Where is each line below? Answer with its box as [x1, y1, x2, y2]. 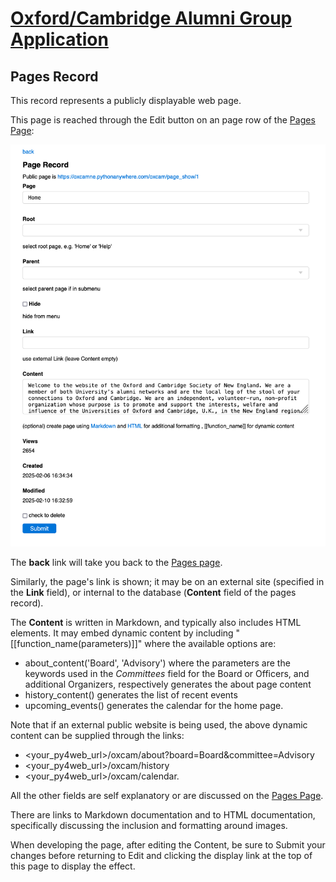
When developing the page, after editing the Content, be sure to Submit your [10, 838, 326, 851]
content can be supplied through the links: [10, 729, 185, 741]
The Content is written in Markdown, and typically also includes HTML [10, 616, 302, 628]
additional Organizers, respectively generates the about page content [24, 678, 312, 690]
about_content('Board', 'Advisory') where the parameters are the [24, 657, 291, 669]
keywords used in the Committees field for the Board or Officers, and [24, 667, 310, 679]
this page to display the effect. [10, 860, 136, 872]
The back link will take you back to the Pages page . [10, 556, 223, 568]
